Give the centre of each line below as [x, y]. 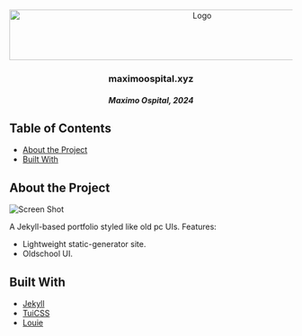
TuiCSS [36, 313]
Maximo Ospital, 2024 [151, 100]
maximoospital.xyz [151, 78]
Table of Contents [61, 128]
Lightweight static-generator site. [84, 244]
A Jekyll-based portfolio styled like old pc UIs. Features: [113, 227]
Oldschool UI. [48, 254]
